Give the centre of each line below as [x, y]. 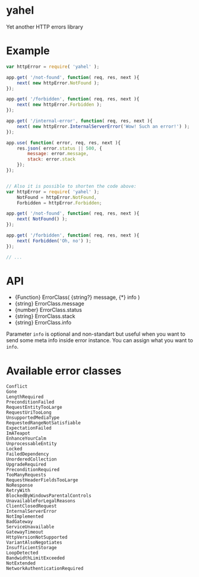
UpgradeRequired [26, 465]
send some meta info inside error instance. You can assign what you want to [99, 340]
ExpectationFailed [29, 428]
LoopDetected [22, 553]
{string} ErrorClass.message [50, 304]
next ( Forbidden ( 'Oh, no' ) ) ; [54, 241]
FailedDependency [28, 454]
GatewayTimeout [25, 532]
